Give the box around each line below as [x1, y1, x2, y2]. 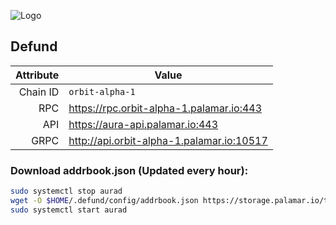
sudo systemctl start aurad [10, 205, 128, 215]
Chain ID [18, 85, 60, 99]
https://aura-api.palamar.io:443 [68, 117, 219, 131]
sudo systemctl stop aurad [10, 186, 123, 197]
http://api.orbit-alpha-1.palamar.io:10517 [68, 133, 268, 147]
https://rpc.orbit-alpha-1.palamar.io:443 [68, 101, 263, 115]
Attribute [15, 68, 60, 82]
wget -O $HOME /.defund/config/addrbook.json [10, 195, 199, 205]
